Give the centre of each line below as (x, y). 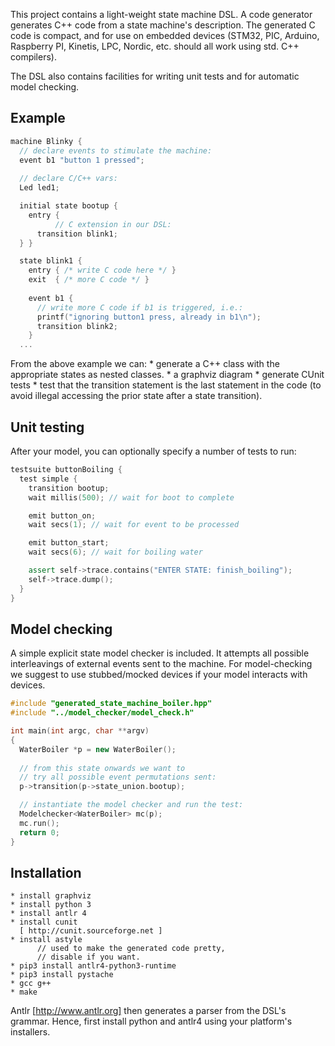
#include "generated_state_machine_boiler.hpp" (111, 704)
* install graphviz (51, 896)
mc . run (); (39, 823)
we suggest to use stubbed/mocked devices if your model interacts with (159, 675)
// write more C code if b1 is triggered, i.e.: (140, 307)
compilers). (33, 57)
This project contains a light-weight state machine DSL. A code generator (161, 14)
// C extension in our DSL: (113, 224)
